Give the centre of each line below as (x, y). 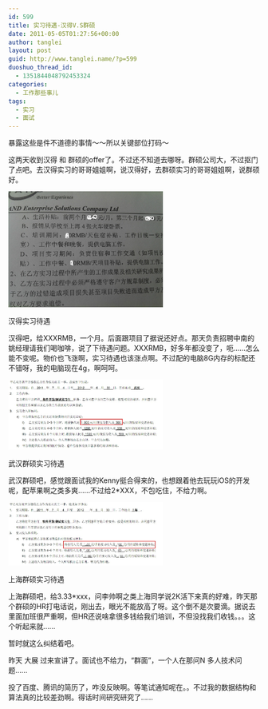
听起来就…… (35, 626)
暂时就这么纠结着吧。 (43, 643)
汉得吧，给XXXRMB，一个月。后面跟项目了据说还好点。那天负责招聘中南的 (132, 338)
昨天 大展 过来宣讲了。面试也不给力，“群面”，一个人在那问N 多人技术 (122, 660)
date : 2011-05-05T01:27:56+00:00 (64, 34)
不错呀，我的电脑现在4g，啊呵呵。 (65, 368)
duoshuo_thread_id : (41, 68)
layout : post (30, 51)
